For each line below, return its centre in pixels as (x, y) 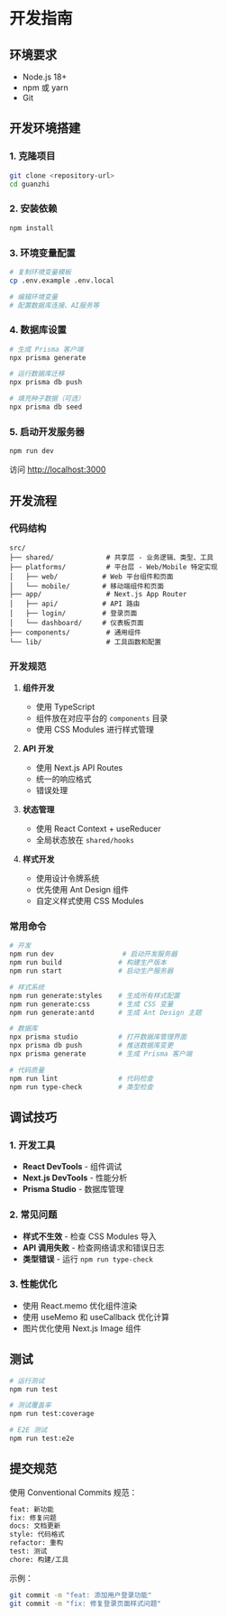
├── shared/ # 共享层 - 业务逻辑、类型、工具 (112, 557)
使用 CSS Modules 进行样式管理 (95, 730)
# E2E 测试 (28, 1430)
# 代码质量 (27, 1070)
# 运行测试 (27, 1381)
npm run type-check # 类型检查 (82, 1087)
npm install (32, 228)
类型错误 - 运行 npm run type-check (87, 1259)
